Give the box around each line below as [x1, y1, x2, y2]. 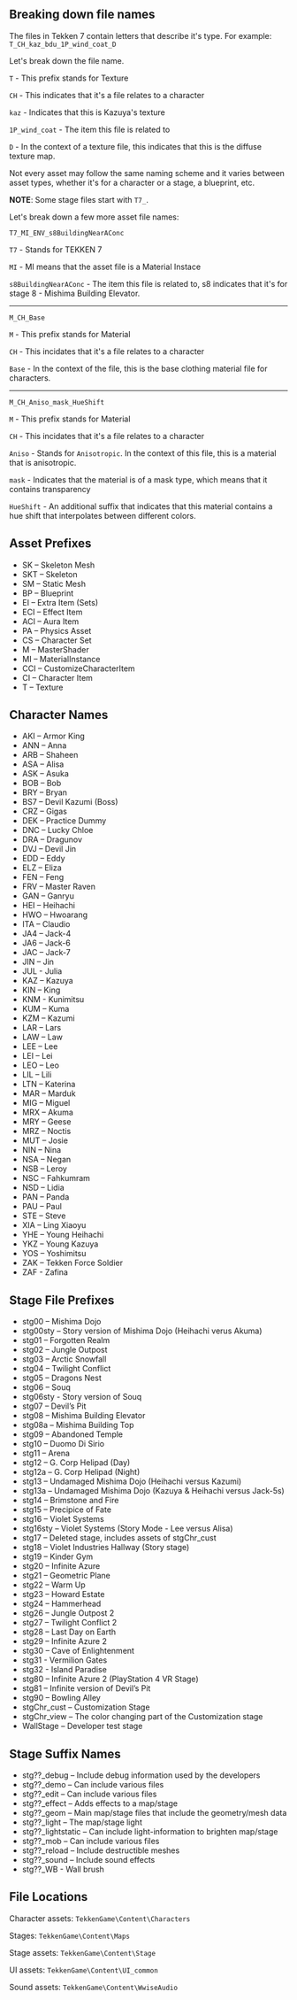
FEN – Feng [21, 872, 65, 883]
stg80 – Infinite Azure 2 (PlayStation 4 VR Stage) [21, 1673, 199, 1685]
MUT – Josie [21, 1135, 69, 1146]
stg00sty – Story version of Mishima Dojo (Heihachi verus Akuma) [21, 1325, 263, 1336]
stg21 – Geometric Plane [21, 1571, 110, 1581]
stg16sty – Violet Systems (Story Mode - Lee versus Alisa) [21, 1523, 233, 1534]
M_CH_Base [9, 313, 46, 322]
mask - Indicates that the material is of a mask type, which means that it [9, 474, 268, 485]
